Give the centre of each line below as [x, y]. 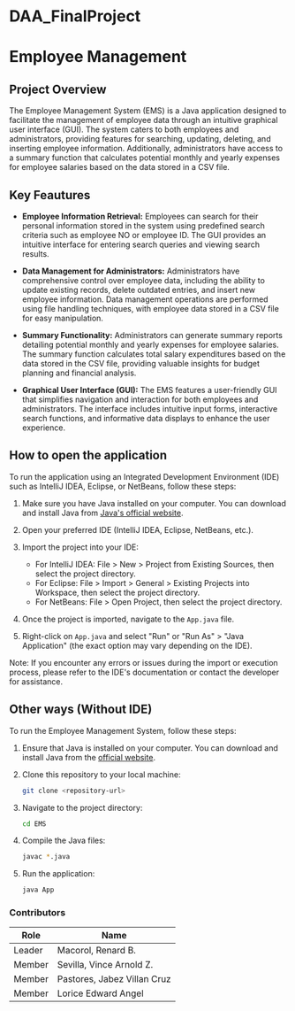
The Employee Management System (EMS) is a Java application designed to [148, 111]
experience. [44, 428]
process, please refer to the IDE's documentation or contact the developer [144, 672]
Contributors [38, 913]
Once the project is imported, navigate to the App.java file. [128, 619]
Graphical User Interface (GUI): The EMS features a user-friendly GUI [149, 390]
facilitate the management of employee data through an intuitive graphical [144, 120]
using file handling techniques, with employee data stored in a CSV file [151, 309]
